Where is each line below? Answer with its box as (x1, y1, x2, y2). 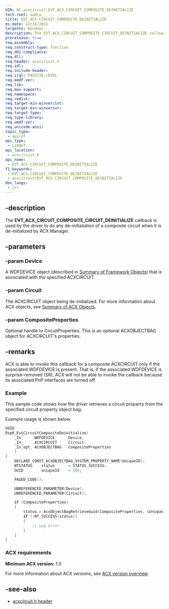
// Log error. (32, 523, 62, 528)
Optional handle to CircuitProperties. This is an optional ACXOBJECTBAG (5, 328, 156, 334)
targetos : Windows (5, 26, 44, 31)
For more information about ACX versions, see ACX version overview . (5, 570, 149, 576)
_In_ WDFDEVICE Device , (14, 435, 84, 440)
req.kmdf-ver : (5, 78, 35, 83)
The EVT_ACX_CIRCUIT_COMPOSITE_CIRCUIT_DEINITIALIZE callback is (5, 217, 157, 223)
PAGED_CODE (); (14, 477, 44, 482)
